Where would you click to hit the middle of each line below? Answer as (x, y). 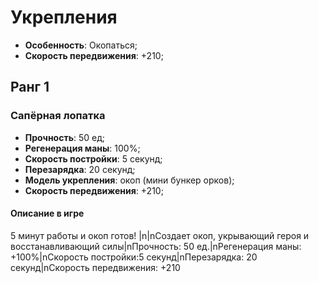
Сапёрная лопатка (58, 116)
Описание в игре (47, 213)
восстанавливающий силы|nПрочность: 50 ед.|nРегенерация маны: (156, 246)
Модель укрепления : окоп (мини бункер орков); (129, 180)
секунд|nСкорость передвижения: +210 (95, 267)
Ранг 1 (30, 87)
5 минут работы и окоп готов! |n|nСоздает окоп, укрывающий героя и (160, 235)
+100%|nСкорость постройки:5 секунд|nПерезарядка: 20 (134, 257)
